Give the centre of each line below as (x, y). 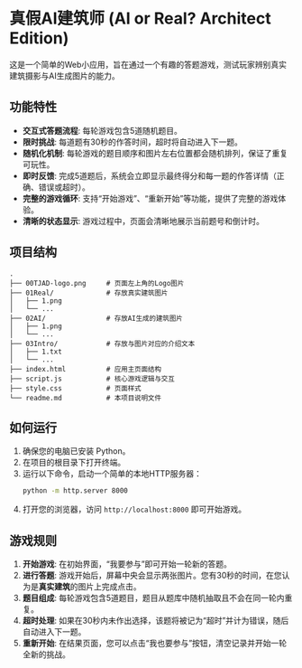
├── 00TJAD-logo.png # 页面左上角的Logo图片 (97, 283)
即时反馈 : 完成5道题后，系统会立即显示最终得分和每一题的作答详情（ (150, 175)
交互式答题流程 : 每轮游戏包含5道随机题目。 (102, 130)
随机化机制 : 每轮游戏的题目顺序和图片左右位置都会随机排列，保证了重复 (155, 153)
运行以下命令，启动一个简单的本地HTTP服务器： (112, 474)
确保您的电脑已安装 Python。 (76, 451)
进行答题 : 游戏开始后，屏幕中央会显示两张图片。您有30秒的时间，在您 (152, 576)
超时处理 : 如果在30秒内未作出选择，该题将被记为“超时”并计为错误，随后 (156, 621)
